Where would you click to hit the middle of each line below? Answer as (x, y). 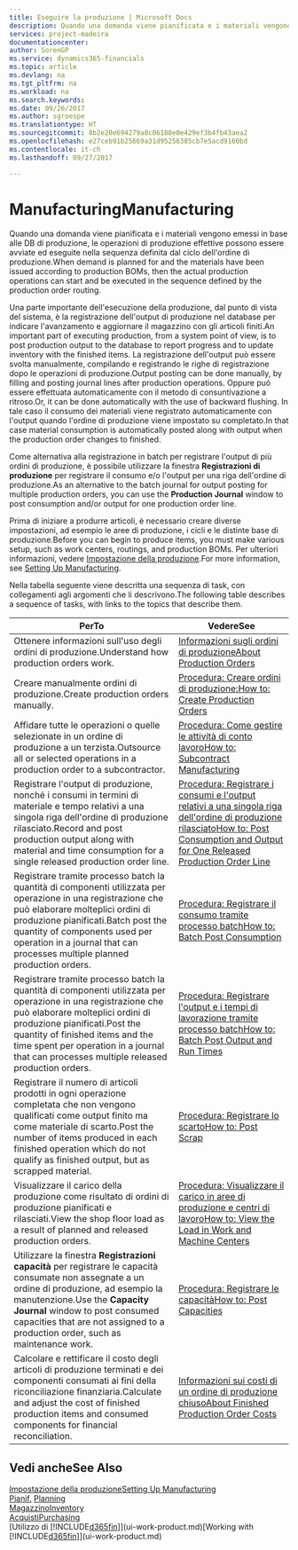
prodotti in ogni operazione (70, 1094)
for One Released (215, 851)
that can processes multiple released (90, 1057)
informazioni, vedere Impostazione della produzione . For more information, (145, 559)
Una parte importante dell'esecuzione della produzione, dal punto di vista (143, 308)
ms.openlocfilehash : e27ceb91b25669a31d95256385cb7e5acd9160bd (129, 141)
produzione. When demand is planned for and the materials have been (137, 262)
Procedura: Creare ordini (230, 678)
